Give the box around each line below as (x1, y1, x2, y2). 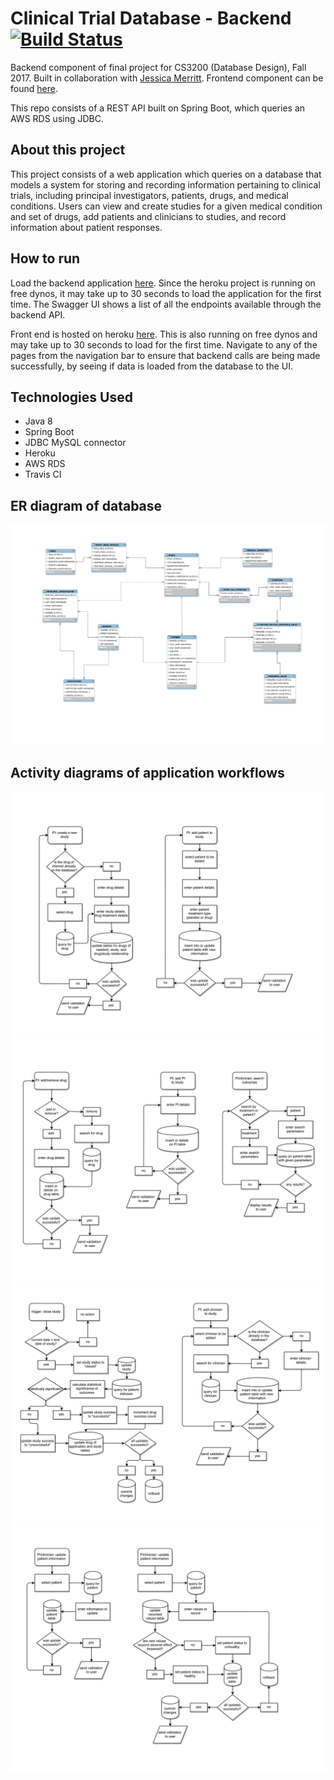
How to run (10, 250, 81, 267)
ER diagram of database (10, 497, 163, 514)
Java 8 (24, 415, 53, 427)
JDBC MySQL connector (24, 437, 127, 449)
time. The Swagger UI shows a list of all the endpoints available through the (10, 298, 322, 310)
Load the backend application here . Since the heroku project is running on (10, 277, 316, 289)
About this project (10, 142, 126, 159)
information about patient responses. (10, 221, 163, 233)
